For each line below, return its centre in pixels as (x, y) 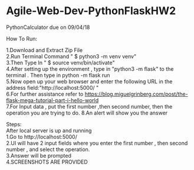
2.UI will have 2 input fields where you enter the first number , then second (97, 143)
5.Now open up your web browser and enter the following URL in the (89, 81)
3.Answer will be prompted (39, 155)
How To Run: (22, 38)
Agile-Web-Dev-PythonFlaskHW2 (91, 11)
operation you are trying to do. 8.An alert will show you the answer (87, 113)
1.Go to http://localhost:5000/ (42, 136)
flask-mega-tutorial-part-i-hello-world (52, 100)
